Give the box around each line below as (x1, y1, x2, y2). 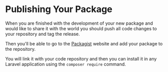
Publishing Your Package (5, 4, 113, 15)
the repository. (5, 46, 36, 52)
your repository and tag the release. (5, 31, 80, 37)
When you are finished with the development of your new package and (5, 20, 153, 26)
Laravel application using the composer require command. (5, 61, 127, 67)
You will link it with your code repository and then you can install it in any (5, 55, 157, 61)
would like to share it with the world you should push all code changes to (5, 25, 157, 31)
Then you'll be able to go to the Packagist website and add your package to (5, 40, 163, 46)
